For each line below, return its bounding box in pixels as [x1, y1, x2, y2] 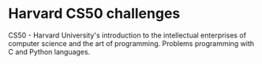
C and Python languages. [8, 47, 91, 56]
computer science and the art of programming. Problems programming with [8, 38, 255, 48]
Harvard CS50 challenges [8, 5, 181, 23]
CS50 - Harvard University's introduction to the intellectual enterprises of [8, 30, 247, 40]
